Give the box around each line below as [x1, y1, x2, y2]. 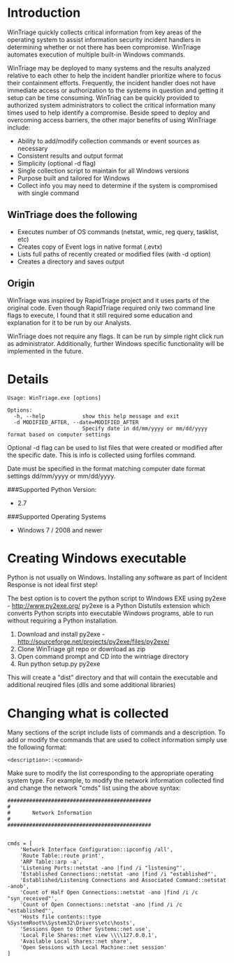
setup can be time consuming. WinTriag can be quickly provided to [7, 93, 200, 102]
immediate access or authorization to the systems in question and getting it [7, 86, 224, 94]
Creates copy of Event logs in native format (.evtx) [17, 242, 163, 251]
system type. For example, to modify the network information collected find [7, 776, 225, 785]
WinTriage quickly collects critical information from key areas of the [7, 28, 202, 36]
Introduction [7, 5, 81, 21]
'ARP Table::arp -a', [20, 858, 82, 866]
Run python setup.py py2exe [17, 660, 101, 668]
